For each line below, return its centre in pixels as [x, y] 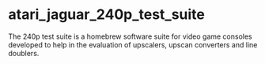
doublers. [24, 53]
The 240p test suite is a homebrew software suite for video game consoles [130, 36]
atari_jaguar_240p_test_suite [107, 15]
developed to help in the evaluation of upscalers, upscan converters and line [133, 44]
